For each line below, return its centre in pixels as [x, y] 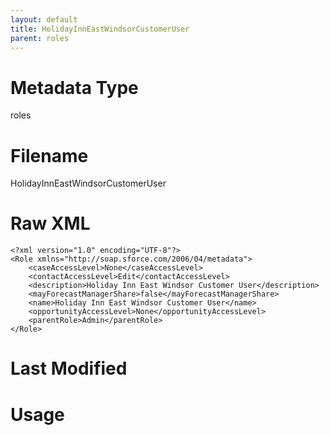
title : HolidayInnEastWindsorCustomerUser [100, 29]
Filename [49, 155]
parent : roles [40, 38]
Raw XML [50, 223]
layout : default [44, 19]
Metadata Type [74, 87]
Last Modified [69, 368]
